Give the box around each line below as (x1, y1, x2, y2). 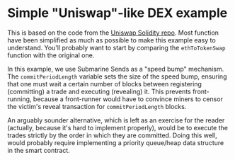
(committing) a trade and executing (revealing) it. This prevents (7, 87, 191, 96)
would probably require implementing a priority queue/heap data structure (7, 138, 224, 147)
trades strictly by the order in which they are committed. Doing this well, (7, 131, 217, 139)
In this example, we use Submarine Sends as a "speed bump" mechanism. (7, 64, 224, 73)
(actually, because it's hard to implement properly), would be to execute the (7, 123, 229, 132)
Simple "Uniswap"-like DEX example (7, 5, 228, 21)
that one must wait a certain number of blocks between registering (7, 79, 202, 88)
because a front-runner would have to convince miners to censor (33, 94, 223, 103)
